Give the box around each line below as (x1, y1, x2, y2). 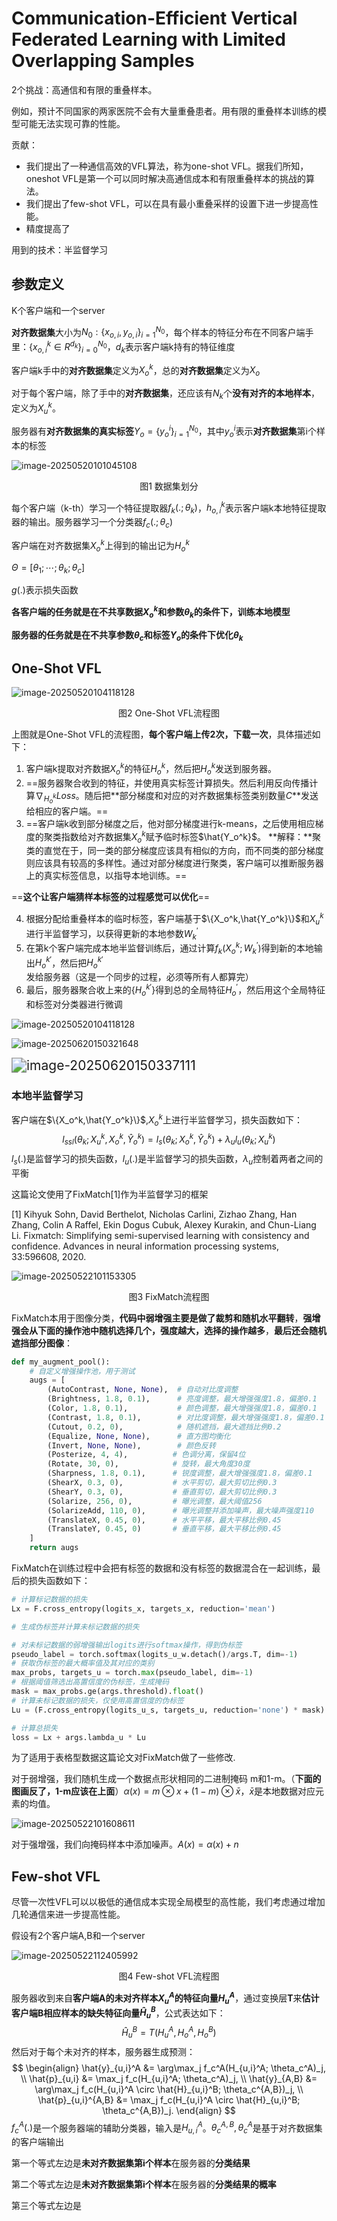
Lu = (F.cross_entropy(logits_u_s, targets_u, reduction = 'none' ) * (11, 1705, 299, 1715)
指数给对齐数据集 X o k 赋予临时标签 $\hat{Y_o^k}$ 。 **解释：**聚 (60, 828, 321, 845)
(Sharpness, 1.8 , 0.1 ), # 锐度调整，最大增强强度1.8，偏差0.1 (47, 1468, 313, 1479)
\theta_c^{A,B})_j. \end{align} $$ (102, 2104, 236, 2116)
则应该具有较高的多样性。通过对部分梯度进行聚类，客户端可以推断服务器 (25, 857, 324, 869)
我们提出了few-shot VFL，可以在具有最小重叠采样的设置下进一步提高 (25, 197, 310, 209)
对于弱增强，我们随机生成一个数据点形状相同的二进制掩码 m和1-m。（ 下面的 (11, 1773, 322, 1785)
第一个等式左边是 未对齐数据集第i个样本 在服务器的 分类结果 (11, 2157, 251, 2169)
